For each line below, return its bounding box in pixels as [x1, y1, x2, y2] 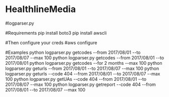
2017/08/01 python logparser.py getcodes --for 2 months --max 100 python [5, 60, 162, 66]
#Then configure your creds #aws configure [5, 39, 97, 46]
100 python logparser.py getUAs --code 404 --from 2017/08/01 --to [5, 76, 147, 82]
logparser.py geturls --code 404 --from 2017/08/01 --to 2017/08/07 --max [5, 70, 160, 76]
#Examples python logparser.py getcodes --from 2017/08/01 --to [5, 49, 141, 55]
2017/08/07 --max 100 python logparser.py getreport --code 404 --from [5, 81, 156, 87]
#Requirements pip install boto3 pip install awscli [5, 30, 107, 36]
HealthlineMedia [5, 4, 76, 15]
